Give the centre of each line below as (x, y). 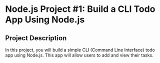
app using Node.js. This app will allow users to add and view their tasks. (79, 55)
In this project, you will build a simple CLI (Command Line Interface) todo (80, 50)
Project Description (36, 38)
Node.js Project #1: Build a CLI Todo (80, 9)
